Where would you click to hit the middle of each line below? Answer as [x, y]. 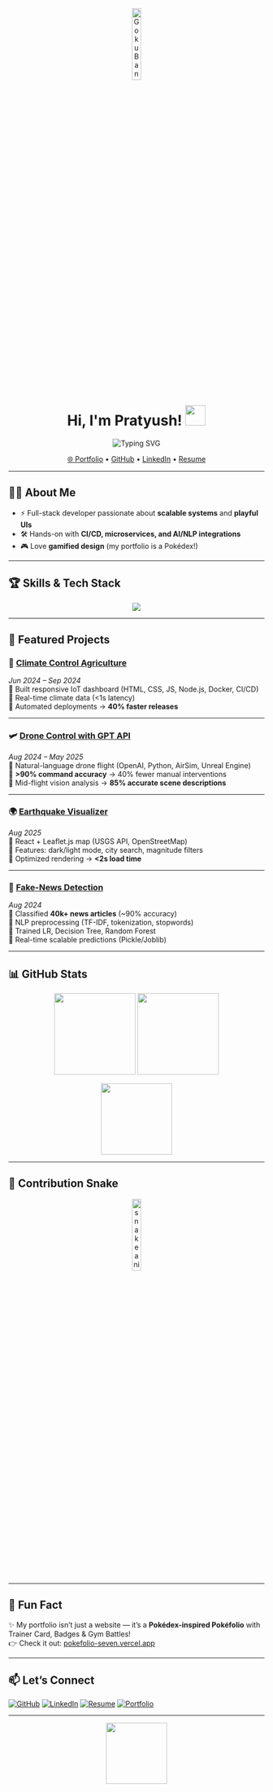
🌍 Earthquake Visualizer [58, 812]
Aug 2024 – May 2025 [46, 757]
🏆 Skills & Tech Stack [65, 584]
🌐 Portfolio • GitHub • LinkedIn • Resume [136, 459]
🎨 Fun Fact [35, 1605]
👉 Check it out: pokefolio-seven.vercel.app [82, 1643]
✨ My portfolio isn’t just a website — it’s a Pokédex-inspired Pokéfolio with [134, 1624]
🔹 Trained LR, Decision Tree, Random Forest [82, 931]
